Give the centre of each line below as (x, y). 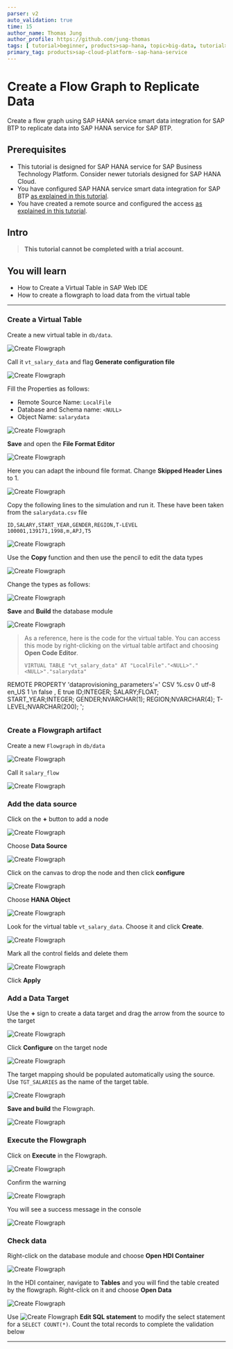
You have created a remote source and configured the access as (110, 203)
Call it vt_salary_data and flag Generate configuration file (91, 362)
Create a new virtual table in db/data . (60, 334)
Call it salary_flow (33, 772)
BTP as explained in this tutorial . (63, 196)
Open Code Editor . (51, 652)
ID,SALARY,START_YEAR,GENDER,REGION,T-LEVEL (72, 525)
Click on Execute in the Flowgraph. (57, 1155)
